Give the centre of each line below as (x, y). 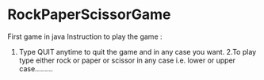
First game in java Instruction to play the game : (85, 36)
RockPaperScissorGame (89, 15)
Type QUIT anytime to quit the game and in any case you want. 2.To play (138, 51)
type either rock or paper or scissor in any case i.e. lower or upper (127, 60)
